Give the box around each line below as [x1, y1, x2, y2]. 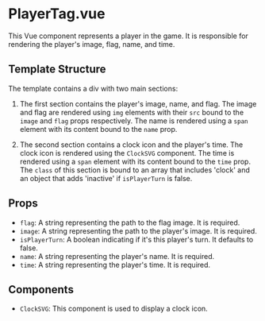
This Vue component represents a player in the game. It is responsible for [8, 31, 248, 41]
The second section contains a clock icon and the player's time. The [19, 140, 244, 149]
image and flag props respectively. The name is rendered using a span [19, 116, 248, 126]
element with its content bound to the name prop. [19, 124, 178, 133]
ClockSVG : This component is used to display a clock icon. [19, 304, 208, 314]
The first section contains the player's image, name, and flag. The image [19, 99, 257, 108]
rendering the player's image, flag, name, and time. [8, 39, 175, 48]
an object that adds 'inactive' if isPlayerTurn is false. [19, 173, 193, 183]
